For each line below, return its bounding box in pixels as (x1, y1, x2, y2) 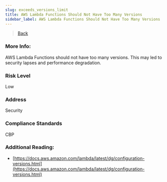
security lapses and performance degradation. (5, 60, 101, 66)
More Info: (5, 43, 31, 50)
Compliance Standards (5, 120, 63, 127)
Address (5, 96, 27, 103)
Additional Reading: (5, 144, 55, 151)
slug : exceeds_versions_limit (5, 7, 69, 13)
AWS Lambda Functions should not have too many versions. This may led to (5, 54, 162, 60)
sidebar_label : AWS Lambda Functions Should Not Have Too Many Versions (5, 17, 160, 22)
